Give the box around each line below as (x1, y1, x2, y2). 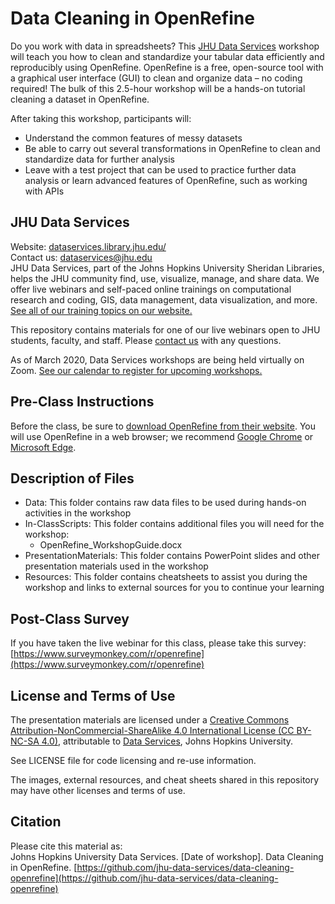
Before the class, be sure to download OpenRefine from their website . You (10, 420, 317, 432)
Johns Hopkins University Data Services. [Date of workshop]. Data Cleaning (10, 850, 324, 862)
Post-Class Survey (10, 610, 130, 627)
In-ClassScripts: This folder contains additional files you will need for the (24, 518, 325, 530)
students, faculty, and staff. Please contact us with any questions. (10, 334, 282, 346)
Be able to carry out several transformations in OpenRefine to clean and (24, 142, 321, 154)
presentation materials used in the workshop (24, 560, 209, 572)
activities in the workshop (24, 507, 132, 519)
